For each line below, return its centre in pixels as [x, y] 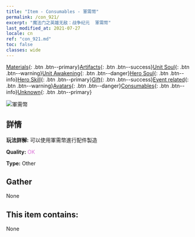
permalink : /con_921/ [33, 17]
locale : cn [19, 34]
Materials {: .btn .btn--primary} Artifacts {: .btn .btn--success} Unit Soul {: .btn [98, 67]
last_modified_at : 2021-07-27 [43, 28]
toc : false [19, 45]
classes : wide [24, 50]
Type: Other [21, 163]
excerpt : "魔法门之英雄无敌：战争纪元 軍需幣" [58, 22]
